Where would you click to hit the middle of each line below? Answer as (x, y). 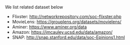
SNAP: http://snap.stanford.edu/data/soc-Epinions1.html (68, 37)
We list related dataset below (34, 7)
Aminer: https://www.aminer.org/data (49, 27)
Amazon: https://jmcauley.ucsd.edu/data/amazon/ (62, 32)
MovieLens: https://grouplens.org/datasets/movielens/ (67, 22)
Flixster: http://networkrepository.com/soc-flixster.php (67, 16)
